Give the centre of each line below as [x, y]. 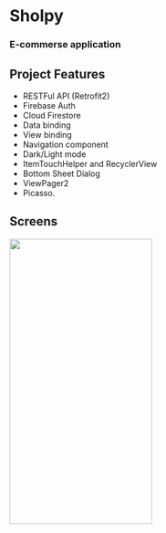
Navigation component [66, 144]
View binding [47, 134]
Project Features [57, 74]
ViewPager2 [46, 183]
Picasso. [39, 193]
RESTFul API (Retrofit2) [66, 96]
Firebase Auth [49, 105]
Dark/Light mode [54, 154]
